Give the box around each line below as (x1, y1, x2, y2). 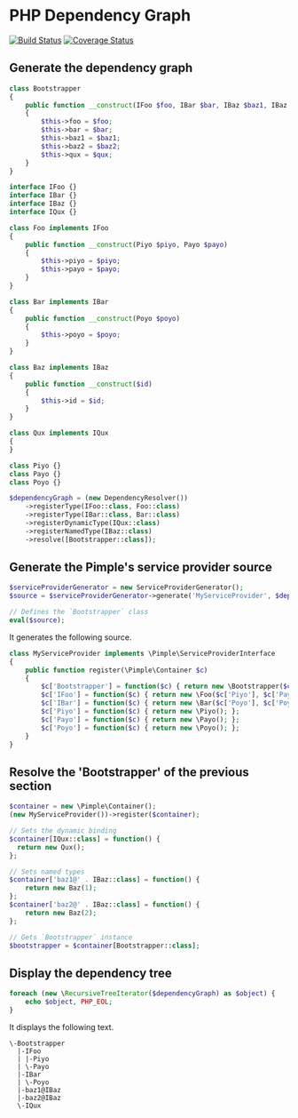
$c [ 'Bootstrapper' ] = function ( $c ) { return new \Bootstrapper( (41, 682, 284, 691)
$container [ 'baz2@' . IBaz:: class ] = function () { (9, 900, 200, 909)
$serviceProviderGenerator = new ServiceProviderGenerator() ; (9, 583, 244, 592)
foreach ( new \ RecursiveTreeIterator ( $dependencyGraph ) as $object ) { (9, 989, 276, 998)
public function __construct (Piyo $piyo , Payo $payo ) (25, 240, 228, 249)
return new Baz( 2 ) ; (25, 908, 98, 917)
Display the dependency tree (9, 965, 173, 980)
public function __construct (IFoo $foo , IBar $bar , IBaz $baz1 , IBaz (25, 100, 288, 109)
